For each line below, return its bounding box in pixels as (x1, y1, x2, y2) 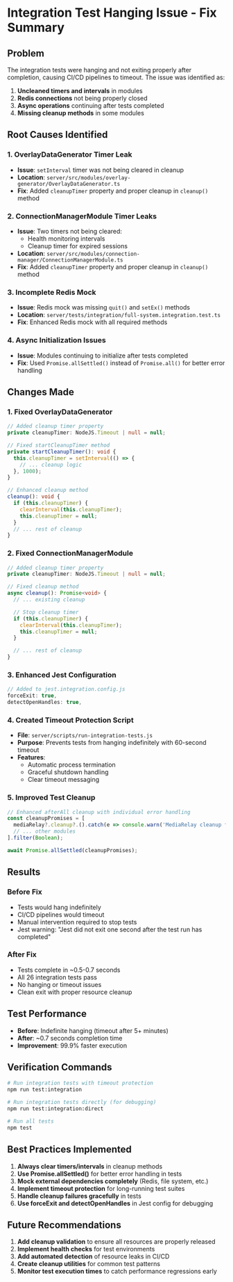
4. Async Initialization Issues (7, 335, 106, 345)
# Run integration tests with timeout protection (7, 1080, 154, 1087)
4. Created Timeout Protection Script (7, 715, 134, 725)
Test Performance (7, 1008, 87, 1020)
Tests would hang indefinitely (17, 903, 102, 911)
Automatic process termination (27, 760, 116, 769)
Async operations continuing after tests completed (17, 102, 164, 109)
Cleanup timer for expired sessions (27, 241, 128, 250)
